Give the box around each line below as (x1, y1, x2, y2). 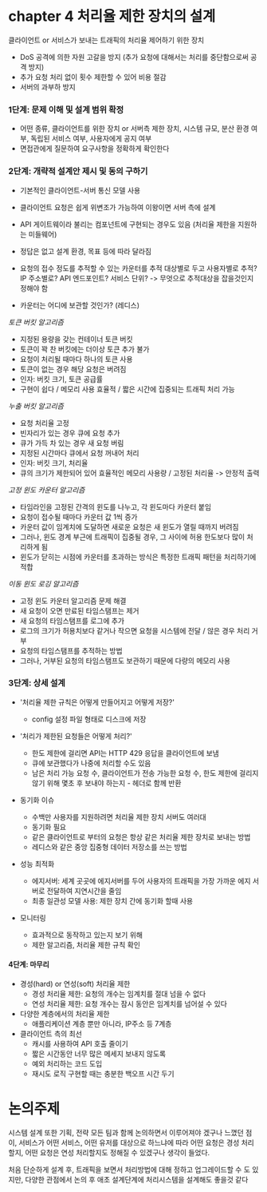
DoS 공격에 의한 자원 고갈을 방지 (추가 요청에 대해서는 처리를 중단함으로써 (19, 52, 249, 62)
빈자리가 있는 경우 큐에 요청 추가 (19, 428, 120, 438)
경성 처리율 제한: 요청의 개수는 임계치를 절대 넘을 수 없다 (31, 989, 206, 999)
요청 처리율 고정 (19, 418, 69, 427)
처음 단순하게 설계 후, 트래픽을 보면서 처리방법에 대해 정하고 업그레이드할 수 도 (8, 1164, 251, 1174)
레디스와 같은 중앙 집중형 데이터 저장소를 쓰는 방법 (31, 842, 187, 852)
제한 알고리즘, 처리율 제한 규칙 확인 (31, 940, 141, 949)
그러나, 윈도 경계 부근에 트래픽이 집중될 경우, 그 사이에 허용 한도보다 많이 (19, 532, 245, 542)
